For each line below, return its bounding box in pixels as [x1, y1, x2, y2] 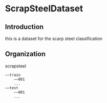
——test [5, 85, 19, 90]
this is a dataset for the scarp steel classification [5, 35, 103, 41]
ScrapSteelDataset [5, 3, 83, 14]
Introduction [5, 23, 44, 31]
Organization [5, 50, 45, 58]
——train [5, 72, 21, 77]
